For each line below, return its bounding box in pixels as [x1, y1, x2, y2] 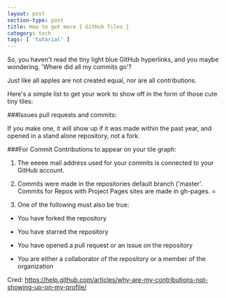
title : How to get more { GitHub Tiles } [7, 23, 130, 30]
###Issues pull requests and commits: [7, 111, 117, 119]
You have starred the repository [17, 228, 109, 236]
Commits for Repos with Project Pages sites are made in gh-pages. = [17, 187, 216, 195]
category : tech [7, 29, 52, 37]
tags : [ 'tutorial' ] [7, 36, 70, 43]
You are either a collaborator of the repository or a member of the [17, 255, 206, 263]
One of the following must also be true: [17, 200, 130, 209]
